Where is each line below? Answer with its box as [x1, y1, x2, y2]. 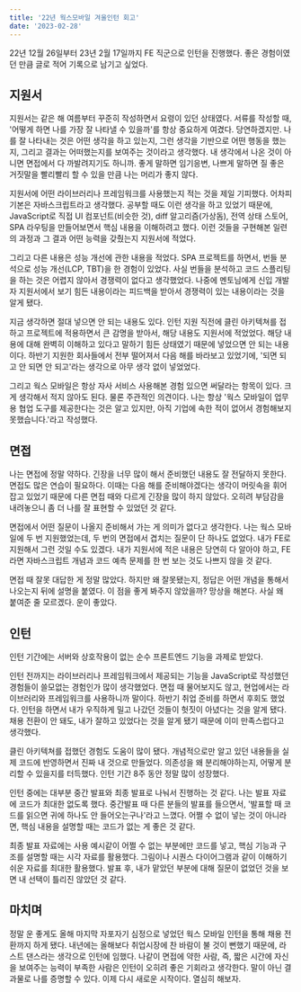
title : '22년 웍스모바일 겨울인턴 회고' [9, 13, 140, 22]
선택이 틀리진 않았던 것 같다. [28, 873, 127, 884]
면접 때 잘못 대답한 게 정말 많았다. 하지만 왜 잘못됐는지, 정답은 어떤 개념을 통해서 [9, 575, 289, 585]
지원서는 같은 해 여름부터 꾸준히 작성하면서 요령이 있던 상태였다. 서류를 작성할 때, [9, 113, 292, 124]
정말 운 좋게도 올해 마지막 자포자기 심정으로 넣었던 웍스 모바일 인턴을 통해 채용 [9, 928, 283, 939]
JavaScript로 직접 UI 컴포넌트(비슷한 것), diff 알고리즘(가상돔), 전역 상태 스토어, [9, 210, 289, 221]
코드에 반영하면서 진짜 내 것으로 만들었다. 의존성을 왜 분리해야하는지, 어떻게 [18, 756, 283, 767]
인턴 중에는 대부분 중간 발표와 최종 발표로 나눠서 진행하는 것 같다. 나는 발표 [9, 787, 270, 798]
